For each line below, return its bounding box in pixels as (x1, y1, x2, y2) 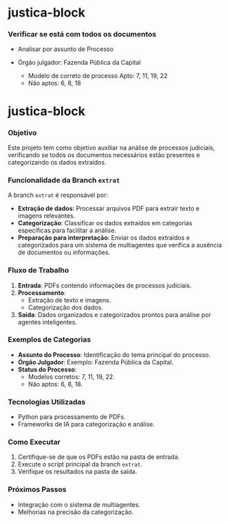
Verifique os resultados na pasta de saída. (17, 467, 138, 476)
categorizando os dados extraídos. (8, 158, 107, 166)
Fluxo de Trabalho (8, 265, 69, 275)
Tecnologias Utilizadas (8, 397, 86, 407)
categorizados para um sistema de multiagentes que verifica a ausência (17, 241, 222, 249)
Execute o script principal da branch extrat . (17, 460, 143, 469)
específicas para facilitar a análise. (17, 226, 116, 235)
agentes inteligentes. (17, 318, 78, 326)
